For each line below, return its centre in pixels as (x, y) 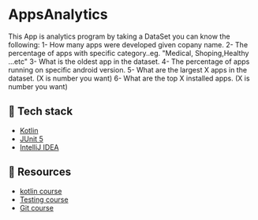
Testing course (44, 199)
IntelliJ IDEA (39, 147)
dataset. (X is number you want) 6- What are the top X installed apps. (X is (129, 78)
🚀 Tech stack (41, 112)
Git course (36, 207)
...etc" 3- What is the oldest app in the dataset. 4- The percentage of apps (129, 62)
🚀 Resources (40, 172)
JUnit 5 (31, 139)
